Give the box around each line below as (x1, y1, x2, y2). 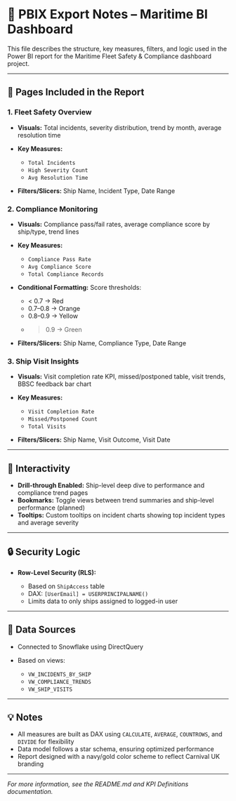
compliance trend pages (17, 489, 88, 497)
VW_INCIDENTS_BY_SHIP (27, 670, 91, 678)
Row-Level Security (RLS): (17, 568, 96, 576)
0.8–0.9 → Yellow (27, 312, 79, 320)
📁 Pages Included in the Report (7, 86, 145, 98)
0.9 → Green (45, 325, 82, 333)
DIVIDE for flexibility (17, 737, 74, 746)
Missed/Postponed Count (27, 416, 98, 423)
